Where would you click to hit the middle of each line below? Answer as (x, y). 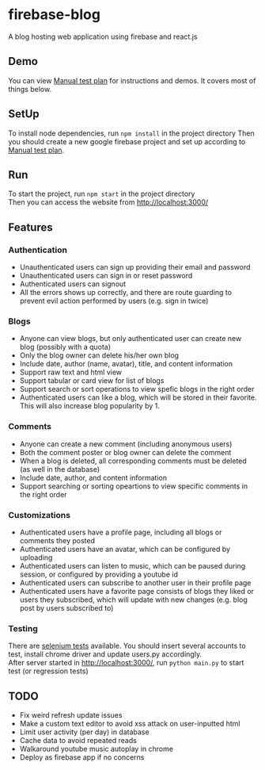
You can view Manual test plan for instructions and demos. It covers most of (132, 80)
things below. (30, 89)
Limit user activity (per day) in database (84, 732)
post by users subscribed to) (66, 607)
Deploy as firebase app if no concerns (82, 757)
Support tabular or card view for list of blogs (92, 381)
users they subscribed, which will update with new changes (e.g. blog (133, 600)
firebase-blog (55, 15)
